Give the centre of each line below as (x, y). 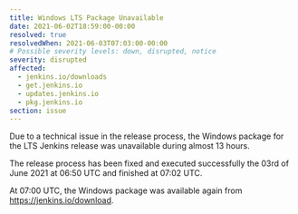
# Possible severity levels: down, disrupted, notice (113, 52)
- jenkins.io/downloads (62, 77)
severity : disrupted (48, 60)
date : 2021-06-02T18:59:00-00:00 (72, 26)
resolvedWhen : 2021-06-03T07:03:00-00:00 (89, 43)
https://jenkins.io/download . (62, 200)
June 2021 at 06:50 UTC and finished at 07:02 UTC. (106, 173)
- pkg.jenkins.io (50, 102)
